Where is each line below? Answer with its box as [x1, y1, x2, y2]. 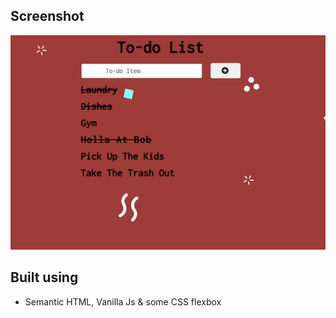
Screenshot [10, 8, 85, 25]
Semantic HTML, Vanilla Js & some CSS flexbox [24, 295, 222, 308]
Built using [10, 269, 79, 286]
